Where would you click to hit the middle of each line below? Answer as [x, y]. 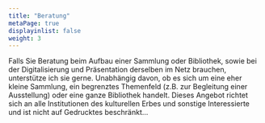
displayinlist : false [45, 31]
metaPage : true [34, 23]
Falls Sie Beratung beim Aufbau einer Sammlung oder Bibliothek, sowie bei [132, 61]
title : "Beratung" [39, 16]
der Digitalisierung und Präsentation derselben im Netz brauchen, [118, 70]
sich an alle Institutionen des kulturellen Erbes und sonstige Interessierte [129, 104]
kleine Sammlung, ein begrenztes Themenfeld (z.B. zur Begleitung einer [128, 87]
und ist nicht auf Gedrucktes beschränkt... [78, 113]
